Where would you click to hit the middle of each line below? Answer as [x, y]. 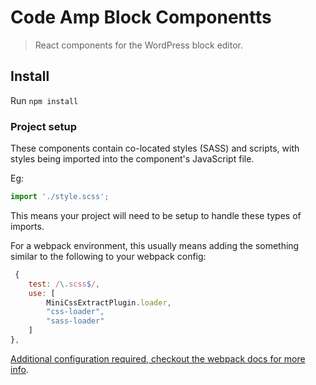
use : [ [42, 293]
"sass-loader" [75, 321]
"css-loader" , [75, 312]
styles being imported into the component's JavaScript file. [132, 159]
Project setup [43, 126]
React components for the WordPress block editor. [139, 45]
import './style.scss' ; [60, 197]
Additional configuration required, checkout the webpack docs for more [158, 358]
